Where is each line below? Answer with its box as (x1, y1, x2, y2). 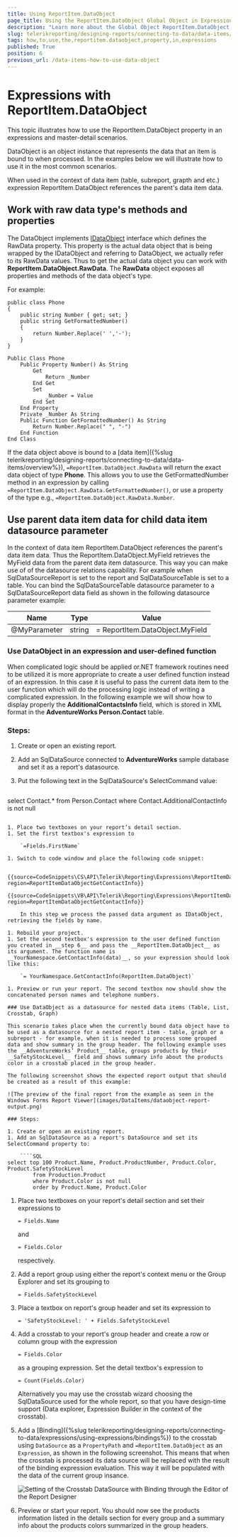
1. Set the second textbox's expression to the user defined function (7, 936, 220, 943)
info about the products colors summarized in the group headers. (17, 1521, 208, 1529)
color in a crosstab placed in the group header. (7, 1060, 157, 1067)
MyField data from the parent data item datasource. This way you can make (7, 558, 228, 567)
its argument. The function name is (7, 948, 115, 955)
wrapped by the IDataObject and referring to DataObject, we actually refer (7, 249, 224, 257)
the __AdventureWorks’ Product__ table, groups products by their (7, 1047, 208, 1054)
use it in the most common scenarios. (7, 162, 117, 170)
